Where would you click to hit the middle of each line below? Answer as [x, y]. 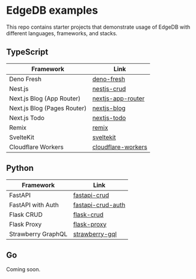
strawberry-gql [95, 234]
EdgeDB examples [52, 10]
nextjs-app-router [118, 98]
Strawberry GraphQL [38, 234]
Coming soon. [23, 269]
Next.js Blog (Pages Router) [48, 108]
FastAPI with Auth [34, 205]
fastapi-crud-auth [99, 205]
